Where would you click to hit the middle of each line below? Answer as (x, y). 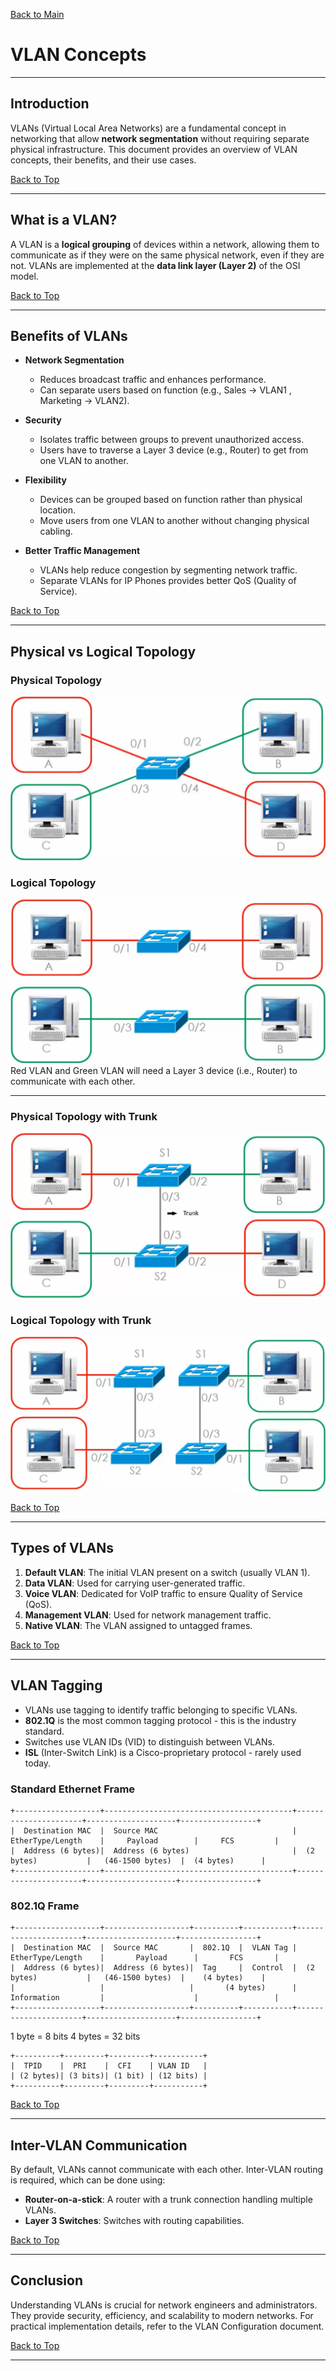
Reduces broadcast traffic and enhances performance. (153, 380)
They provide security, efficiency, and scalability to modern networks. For (162, 2315)
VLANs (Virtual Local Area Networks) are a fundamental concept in (148, 128)
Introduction (50, 104)
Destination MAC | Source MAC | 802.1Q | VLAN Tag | (160, 1948)
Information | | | (145, 1998)
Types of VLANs (62, 1548)
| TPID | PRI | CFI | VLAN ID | (109, 2066)
